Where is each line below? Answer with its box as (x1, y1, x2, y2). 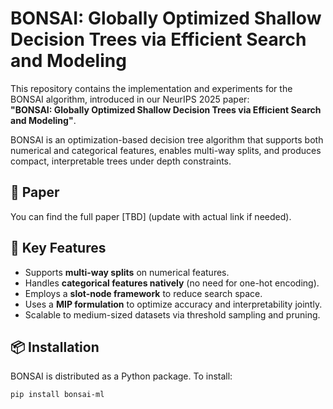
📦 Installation (10, 338, 100, 356)
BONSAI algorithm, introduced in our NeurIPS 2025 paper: (10, 93, 250, 105)
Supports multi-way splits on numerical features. (24, 266, 230, 278)
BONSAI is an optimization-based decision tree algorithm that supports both (10, 133, 324, 146)
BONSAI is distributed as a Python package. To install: (10, 370, 233, 382)
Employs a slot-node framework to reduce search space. (24, 287, 263, 299)
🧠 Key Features (10, 240, 107, 257)
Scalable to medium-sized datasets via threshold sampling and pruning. (24, 308, 321, 321)
